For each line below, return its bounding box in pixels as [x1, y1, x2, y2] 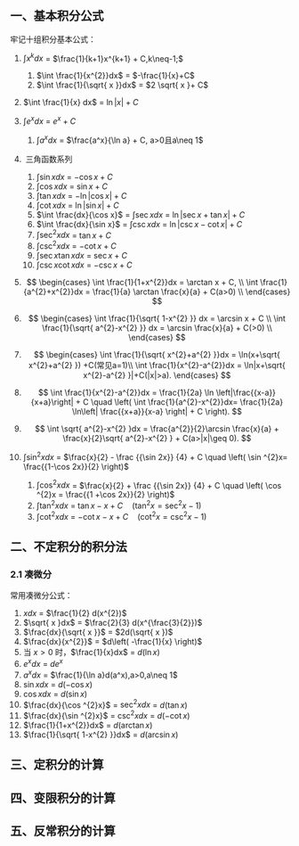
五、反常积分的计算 [10, 824, 116, 839]
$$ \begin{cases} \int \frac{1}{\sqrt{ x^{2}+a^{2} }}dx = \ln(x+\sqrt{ [33, 349, 281, 360]
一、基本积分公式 [10, 8, 104, 24]
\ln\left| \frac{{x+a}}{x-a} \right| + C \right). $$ [71, 407, 243, 417]
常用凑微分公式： [10, 590, 73, 601]
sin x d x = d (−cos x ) [22, 678, 93, 689]
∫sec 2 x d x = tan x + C [36, 228, 112, 241]
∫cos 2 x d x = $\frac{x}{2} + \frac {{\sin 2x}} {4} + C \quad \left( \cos [36, 478, 282, 490]
